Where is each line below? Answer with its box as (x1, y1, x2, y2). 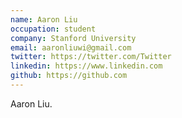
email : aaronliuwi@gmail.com (10, 42, 132, 53)
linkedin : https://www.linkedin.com (10, 61, 163, 71)
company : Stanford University (10, 33, 137, 43)
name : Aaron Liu (10, 14, 78, 25)
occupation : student (10, 24, 97, 34)
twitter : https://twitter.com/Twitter (10, 52, 172, 62)
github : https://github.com (10, 71, 128, 81)
